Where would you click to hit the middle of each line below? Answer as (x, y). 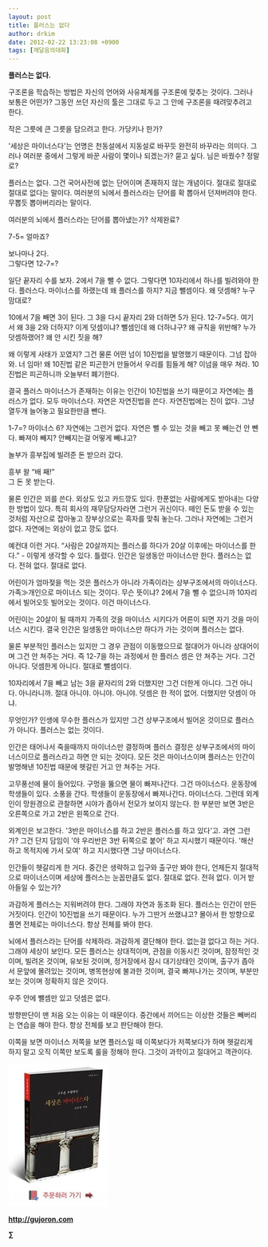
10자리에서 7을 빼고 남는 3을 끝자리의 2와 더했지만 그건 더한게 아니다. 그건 (123, 683)
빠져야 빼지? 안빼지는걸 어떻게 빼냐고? (78, 438)
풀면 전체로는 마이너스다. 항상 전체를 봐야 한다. (81, 924)
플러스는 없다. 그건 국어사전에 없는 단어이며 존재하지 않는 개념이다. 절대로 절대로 (133, 183)
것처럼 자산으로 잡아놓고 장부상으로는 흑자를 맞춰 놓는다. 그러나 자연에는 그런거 (131, 519)
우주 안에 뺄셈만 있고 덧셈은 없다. (59, 998)
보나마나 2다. (29, 254)
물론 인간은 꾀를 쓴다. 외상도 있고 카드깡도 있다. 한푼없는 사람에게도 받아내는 (126, 499)
